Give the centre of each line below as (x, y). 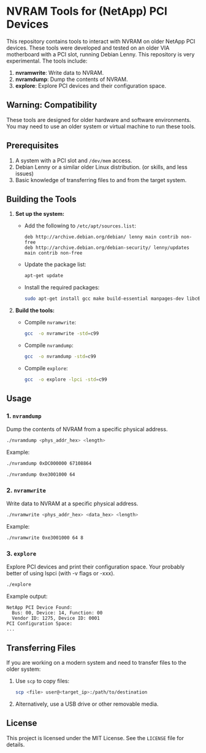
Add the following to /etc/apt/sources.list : (80, 226)
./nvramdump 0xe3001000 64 (41, 475)
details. (16, 744)
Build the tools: (35, 310)
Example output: (27, 597)
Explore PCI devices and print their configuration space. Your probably (96, 567)
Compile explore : (46, 368)
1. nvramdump (24, 416)
